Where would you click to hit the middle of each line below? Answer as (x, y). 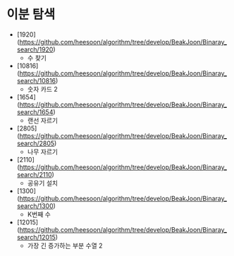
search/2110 (34, 174)
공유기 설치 (42, 183)
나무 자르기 (42, 152)
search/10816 (36, 80)
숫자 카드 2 (42, 89)
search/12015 (36, 237)
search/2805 (36, 143)
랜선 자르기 (42, 120)
